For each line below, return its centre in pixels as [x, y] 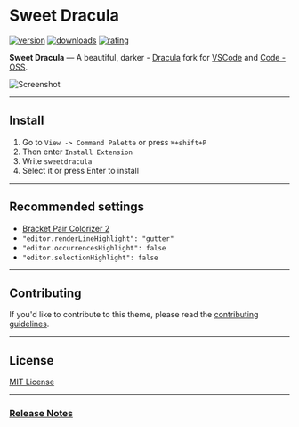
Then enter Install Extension [77, 152]
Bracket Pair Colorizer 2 [66, 228]
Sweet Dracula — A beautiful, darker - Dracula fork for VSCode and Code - [148, 57]
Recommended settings [77, 207]
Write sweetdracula [57, 160]
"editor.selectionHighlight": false [90, 258]
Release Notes [41, 414]
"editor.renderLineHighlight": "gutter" [98, 238]
